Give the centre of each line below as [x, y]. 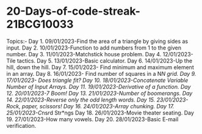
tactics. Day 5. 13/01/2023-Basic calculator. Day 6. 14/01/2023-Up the [105, 61]
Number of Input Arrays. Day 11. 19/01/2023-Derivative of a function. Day [99, 86]
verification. [21, 125]
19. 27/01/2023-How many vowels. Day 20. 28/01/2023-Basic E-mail [92, 119]
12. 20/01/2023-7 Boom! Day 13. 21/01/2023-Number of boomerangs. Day [99, 93]
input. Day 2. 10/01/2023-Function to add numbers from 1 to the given [94, 48]
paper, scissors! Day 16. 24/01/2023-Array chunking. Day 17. [98, 106]
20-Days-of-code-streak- [73, 11]
